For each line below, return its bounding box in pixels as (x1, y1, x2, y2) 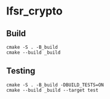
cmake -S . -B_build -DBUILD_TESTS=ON (6, 81, 104, 88)
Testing (6, 66, 36, 76)
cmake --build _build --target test (6, 87, 99, 93)
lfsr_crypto (6, 4, 63, 18)
